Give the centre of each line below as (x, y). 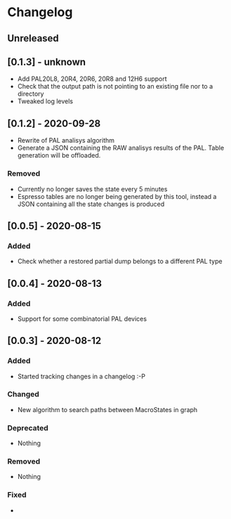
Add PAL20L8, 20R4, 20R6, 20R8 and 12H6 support (92, 79)
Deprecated (28, 428)
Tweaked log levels (45, 101)
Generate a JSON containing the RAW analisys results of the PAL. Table (121, 148)
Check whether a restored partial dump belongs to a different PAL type (120, 262)
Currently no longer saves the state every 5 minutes (92, 189)
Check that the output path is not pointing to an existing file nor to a (115, 86)
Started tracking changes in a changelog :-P (81, 376)
